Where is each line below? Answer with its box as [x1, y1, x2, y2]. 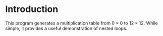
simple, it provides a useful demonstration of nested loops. [5, 25, 128, 31]
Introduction [5, 3, 59, 15]
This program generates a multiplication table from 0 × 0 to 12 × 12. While [5, 20, 158, 26]
